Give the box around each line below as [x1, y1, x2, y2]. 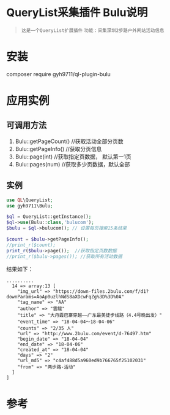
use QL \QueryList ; [6, 197, 53, 203]
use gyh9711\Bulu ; [6, 203, 53, 209]
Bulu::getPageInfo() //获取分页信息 [15, 145, 102, 152]
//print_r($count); [6, 242, 56, 248]
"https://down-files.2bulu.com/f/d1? [53, 288, 149, 295]
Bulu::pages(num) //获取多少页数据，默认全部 [15, 160, 130, 168]
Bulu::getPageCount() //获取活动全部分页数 [15, 138, 124, 145]
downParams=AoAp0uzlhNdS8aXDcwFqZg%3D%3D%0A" [6, 293, 124, 300]
